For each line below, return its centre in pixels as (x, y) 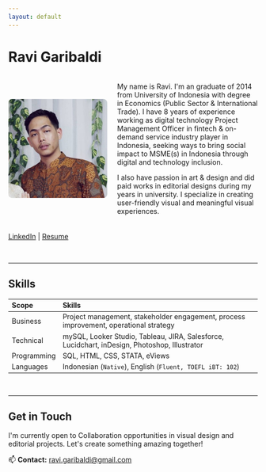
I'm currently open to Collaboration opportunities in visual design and (121, 436)
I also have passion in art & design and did (186, 177)
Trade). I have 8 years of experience (177, 112)
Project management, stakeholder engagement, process (154, 317)
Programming (34, 356)
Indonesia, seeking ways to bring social (182, 145)
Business (27, 321)
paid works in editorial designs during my (184, 185)
